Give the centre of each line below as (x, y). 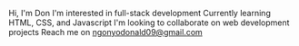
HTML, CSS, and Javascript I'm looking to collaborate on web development (149, 23)
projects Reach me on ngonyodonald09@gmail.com (106, 32)
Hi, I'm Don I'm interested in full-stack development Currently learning (140, 13)
